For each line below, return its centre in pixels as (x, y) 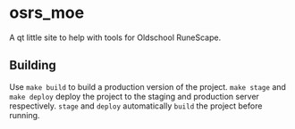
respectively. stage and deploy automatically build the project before (136, 106)
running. (25, 115)
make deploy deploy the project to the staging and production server (134, 96)
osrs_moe (47, 13)
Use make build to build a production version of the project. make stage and (147, 86)
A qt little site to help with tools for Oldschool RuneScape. (115, 37)
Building (33, 65)
